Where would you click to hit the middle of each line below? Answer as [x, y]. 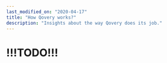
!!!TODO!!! [32, 52]
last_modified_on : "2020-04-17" [47, 12]
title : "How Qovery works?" [41, 17]
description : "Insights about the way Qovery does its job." [84, 23]
